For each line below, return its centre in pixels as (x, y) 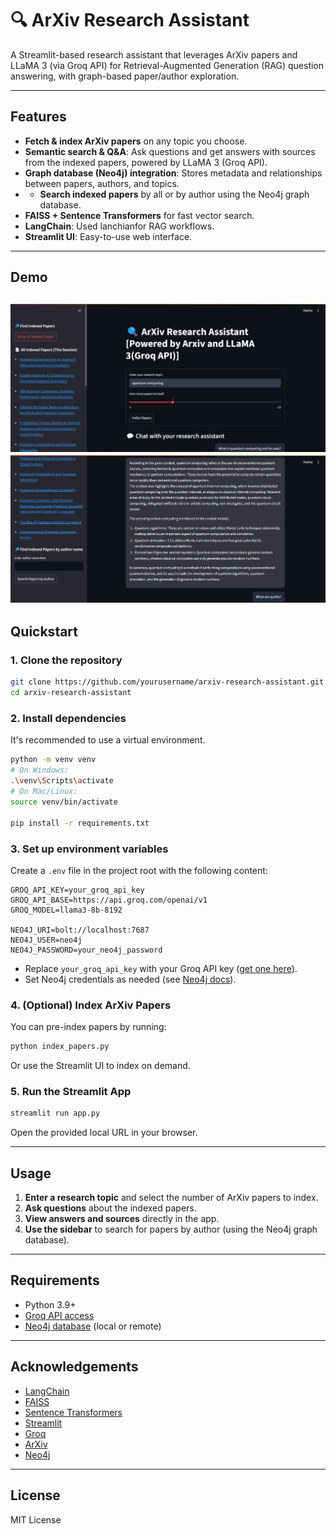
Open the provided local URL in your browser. (104, 1133)
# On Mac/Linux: (44, 792)
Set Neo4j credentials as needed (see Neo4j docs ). (130, 979)
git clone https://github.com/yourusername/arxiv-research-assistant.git (167, 682)
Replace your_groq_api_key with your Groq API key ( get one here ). (161, 968)
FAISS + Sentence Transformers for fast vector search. (139, 215)
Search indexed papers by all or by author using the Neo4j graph (174, 194)
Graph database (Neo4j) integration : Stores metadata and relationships (173, 173)
